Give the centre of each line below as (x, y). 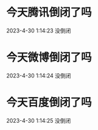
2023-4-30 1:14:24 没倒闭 (39, 75)
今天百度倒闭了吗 (49, 103)
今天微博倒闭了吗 (49, 58)
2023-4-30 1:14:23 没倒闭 (39, 31)
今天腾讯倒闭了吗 (49, 13)
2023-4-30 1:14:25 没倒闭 (39, 120)
